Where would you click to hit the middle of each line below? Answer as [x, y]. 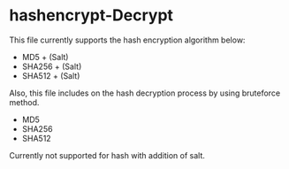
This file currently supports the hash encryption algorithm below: [127, 40]
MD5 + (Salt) [45, 57]
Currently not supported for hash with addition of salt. [107, 155]
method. [24, 102]
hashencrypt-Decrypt [91, 15]
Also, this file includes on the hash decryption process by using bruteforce [145, 93]
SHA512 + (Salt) [51, 75]
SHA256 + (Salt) [52, 66]
